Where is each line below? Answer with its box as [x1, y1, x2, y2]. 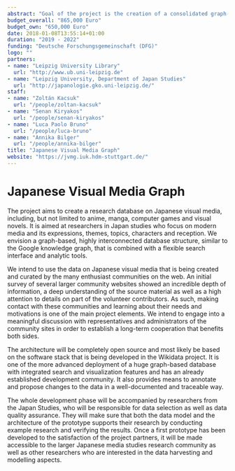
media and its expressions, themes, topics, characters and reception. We [7, 229, 218, 237]
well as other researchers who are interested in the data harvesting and [7, 448, 213, 456]
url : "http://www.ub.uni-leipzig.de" [13, 69, 124, 76]
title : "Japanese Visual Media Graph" [7, 147, 120, 154]
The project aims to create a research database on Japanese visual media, [7, 206, 222, 215]
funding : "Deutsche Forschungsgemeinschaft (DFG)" [7, 43, 158, 50]
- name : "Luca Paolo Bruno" [7, 120, 90, 128]
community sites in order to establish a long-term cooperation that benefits [7, 324, 224, 332]
